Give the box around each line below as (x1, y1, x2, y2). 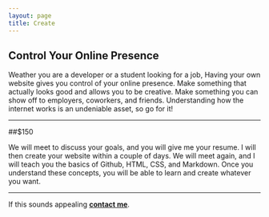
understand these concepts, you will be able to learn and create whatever (8, 168, 251, 178)
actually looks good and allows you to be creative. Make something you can (8, 87, 259, 97)
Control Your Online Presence (8, 49, 159, 62)
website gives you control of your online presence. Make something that (8, 78, 247, 88)
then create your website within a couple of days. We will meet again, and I (8, 151, 255, 161)
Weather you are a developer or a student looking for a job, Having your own (8, 70, 261, 80)
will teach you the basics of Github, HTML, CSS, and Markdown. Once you (8, 159, 254, 169)
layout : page (8, 11, 52, 20)
